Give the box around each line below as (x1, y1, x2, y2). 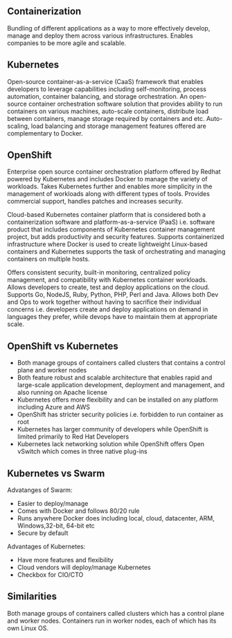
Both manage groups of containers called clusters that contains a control (17, 359, 226, 367)
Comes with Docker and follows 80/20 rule (17, 507, 140, 515)
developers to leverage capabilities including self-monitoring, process (7, 85, 206, 93)
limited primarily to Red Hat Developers (17, 432, 130, 441)
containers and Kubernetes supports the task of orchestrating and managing (7, 247, 226, 256)
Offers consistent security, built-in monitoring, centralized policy (7, 268, 191, 277)
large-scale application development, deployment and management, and (17, 381, 225, 389)
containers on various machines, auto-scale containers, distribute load (7, 107, 209, 115)
